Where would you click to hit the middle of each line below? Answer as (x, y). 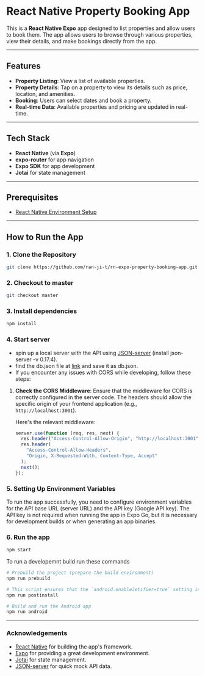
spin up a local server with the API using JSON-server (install (92, 353)
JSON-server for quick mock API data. (63, 666)
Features (23, 66)
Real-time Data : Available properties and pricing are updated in (95, 107)
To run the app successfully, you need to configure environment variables (99, 502)
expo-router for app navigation (55, 160)
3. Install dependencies (42, 311)
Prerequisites (32, 197)
